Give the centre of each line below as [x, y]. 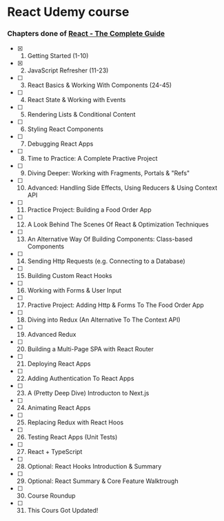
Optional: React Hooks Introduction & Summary [94, 466]
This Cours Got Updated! [63, 511]
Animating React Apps [59, 408]
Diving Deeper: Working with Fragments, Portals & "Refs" [109, 173]
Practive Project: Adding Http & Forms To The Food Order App [116, 305]
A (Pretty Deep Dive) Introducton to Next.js [88, 393]
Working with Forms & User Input [74, 291]
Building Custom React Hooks [70, 276]
